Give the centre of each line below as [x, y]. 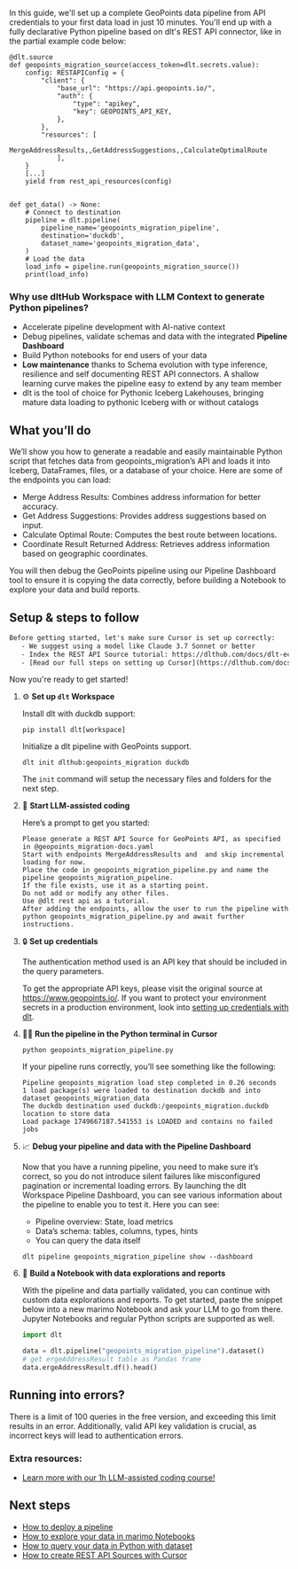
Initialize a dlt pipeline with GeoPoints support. [107, 746]
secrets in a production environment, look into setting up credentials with [155, 1007]
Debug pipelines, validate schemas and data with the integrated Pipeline [155, 337]
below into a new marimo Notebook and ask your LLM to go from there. [153, 1309]
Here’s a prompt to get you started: [86, 823]
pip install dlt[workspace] [74, 730]
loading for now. [54, 863]
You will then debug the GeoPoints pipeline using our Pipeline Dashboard [143, 571]
